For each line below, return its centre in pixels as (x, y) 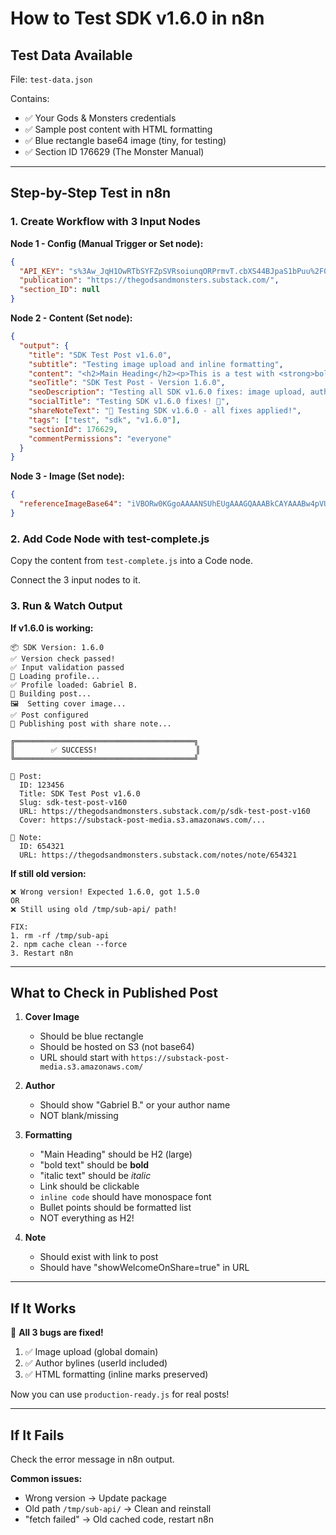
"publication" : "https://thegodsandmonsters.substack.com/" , (149, 280)
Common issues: (46, 1478)
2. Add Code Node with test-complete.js (110, 539)
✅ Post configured (49, 715)
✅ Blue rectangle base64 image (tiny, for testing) (125, 140)
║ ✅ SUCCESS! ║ (105, 750)
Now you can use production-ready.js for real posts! (120, 1394)
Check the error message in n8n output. (92, 1459)
